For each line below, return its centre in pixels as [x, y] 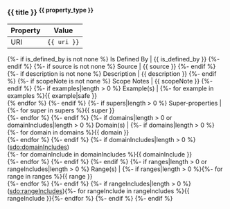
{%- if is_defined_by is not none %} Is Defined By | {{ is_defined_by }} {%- [114, 59]
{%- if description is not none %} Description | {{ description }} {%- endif [112, 73]
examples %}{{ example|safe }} [52, 95]
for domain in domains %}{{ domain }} [75, 132]
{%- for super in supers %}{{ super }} [61, 110]
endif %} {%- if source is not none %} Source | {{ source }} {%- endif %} [112, 66]
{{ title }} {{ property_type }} [50, 12]
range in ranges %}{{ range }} [50, 176]
